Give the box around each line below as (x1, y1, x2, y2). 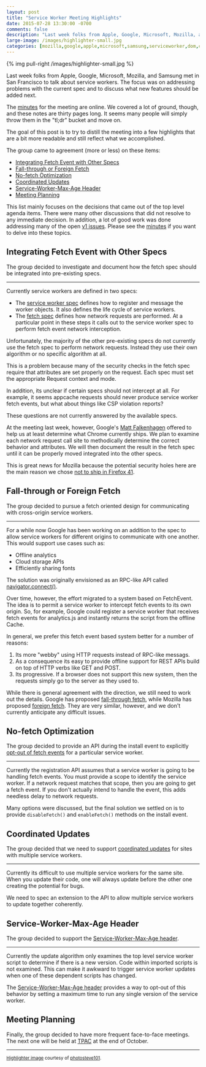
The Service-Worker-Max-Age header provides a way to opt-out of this (6, 984, 186, 991)
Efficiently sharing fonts (15, 564, 75, 572)
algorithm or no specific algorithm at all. (6, 350, 107, 358)
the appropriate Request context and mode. (6, 375, 116, 382)
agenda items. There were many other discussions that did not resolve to (6, 209, 191, 216)
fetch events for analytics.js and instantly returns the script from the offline (6, 614, 196, 621)
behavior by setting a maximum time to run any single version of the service (6, 990, 198, 997)
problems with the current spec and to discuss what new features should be (6, 85, 199, 92)
